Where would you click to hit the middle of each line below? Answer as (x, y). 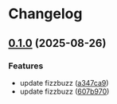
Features (26, 66)
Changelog (45, 14)
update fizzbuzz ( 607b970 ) (64, 91)
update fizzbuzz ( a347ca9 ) (64, 83)
